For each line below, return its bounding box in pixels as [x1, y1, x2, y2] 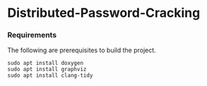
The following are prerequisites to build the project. [7, 46, 157, 54]
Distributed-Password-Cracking [7, 5, 201, 21]
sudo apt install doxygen [7, 60, 83, 67]
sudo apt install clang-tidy [7, 72, 93, 79]
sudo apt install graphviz [7, 66, 87, 73]
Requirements [7, 30, 57, 40]
